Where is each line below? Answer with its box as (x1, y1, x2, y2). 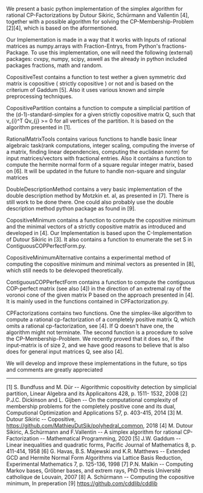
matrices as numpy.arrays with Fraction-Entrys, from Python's (6, 42, 161, 50)
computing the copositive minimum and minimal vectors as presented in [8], (6, 260, 196, 268)
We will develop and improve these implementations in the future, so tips (6, 359, 187, 367)
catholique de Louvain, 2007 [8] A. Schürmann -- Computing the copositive (6, 474, 195, 480)
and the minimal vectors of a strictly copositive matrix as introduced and (6, 223, 186, 230)
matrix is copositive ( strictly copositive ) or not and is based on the (6, 80, 174, 87)
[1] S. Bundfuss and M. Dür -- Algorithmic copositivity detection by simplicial (6, 384, 197, 390)
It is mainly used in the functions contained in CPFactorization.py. (6, 298, 169, 304)
